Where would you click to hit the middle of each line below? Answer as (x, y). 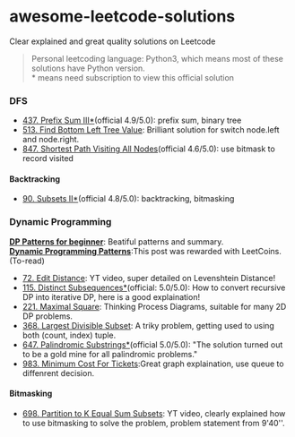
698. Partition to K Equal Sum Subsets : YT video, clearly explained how (154, 413)
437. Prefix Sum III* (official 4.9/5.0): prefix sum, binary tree (132, 120)
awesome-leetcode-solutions (122, 17)
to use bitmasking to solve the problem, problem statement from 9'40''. (153, 423)
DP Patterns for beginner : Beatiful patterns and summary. (117, 241)
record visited (48, 159)
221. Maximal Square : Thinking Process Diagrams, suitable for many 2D (154, 306)
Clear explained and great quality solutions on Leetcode (113, 41)
